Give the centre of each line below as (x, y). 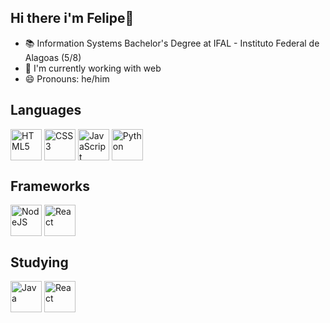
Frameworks (50, 186)
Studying (39, 262)
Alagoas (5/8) (53, 57)
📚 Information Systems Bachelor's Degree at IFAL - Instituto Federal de (172, 43)
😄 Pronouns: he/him (67, 78)
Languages (46, 110)
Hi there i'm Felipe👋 (72, 18)
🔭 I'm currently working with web (93, 68)
